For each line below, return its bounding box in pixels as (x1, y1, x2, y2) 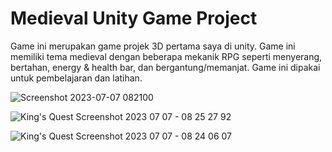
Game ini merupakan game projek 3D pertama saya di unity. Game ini (10, 40, 296, 52)
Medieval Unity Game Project (10, 7, 258, 30)
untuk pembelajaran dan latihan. (10, 72, 143, 84)
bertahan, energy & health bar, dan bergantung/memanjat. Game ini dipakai (10, 61, 321, 73)
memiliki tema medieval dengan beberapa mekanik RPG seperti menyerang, (10, 50, 323, 62)
